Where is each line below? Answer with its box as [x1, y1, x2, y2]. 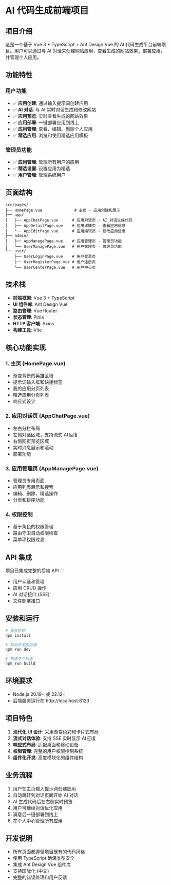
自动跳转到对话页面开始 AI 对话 [12, 792, 79, 798]
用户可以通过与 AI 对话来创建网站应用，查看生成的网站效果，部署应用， [14, 48, 165, 54]
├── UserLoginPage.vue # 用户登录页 [14, 254, 96, 259]
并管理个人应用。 [5, 54, 42, 60]
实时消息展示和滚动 [12, 444, 54, 450]
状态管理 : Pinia [12, 314, 44, 320]
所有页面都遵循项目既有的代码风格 [12, 849, 85, 855]
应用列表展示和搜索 [12, 484, 54, 490]
